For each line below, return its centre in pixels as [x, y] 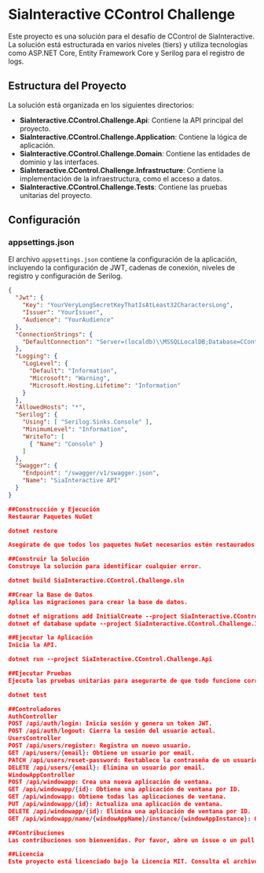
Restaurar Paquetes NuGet [50, 516]
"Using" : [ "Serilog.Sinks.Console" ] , [88, 422]
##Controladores [35, 709]
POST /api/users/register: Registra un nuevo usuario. [100, 746]
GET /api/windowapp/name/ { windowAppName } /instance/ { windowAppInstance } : [130, 819]
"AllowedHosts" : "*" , [51, 407]
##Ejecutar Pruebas [40, 673]
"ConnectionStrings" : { [54, 334]
